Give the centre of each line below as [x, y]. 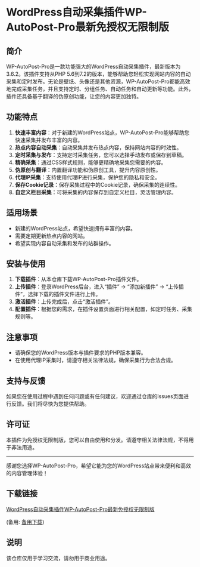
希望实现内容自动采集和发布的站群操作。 [64, 243]
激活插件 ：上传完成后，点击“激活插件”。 [64, 301]
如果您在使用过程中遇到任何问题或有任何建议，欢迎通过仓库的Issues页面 [95, 396]
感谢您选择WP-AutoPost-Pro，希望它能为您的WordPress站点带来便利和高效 [99, 466]
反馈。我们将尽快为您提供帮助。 [50, 404]
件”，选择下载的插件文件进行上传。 [58, 294]
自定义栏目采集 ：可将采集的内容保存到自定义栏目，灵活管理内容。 [96, 192]
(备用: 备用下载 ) [25, 522]
